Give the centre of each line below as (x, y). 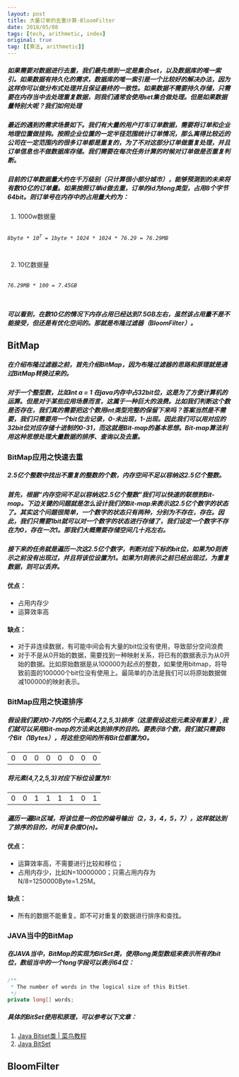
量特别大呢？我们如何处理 (45, 105)
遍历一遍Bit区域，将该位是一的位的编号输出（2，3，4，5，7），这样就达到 (117, 818)
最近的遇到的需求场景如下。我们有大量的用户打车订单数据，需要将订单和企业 (119, 125)
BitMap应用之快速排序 (45, 702)
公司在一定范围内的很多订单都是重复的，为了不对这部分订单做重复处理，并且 (119, 142)
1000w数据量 (37, 216)
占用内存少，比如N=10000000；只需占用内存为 (87, 872)
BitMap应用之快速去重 (45, 457)
